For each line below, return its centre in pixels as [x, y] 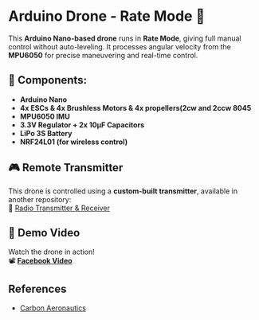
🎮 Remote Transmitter [66, 168]
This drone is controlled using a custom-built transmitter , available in [123, 191]
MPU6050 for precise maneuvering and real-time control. [103, 55]
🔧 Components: [48, 80]
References [37, 289]
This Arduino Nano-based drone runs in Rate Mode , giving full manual [125, 38]
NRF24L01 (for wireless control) [74, 142]
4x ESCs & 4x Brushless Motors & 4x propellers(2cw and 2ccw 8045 [135, 107]
